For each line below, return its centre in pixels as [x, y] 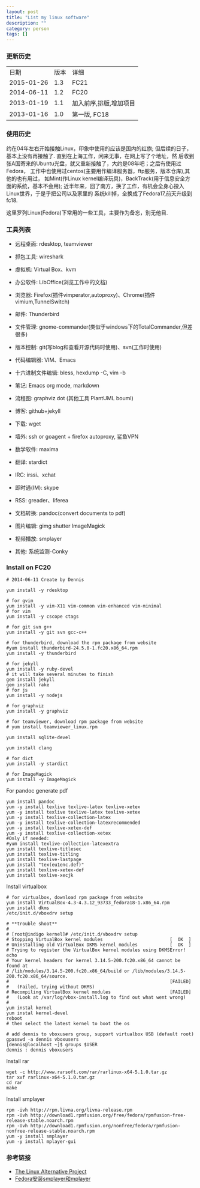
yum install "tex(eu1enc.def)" [45, 865]
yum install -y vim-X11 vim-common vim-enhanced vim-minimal [84, 606]
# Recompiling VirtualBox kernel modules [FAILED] [99, 992]
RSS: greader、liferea [42, 501]
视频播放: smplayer [38, 539]
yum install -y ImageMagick [41, 780]
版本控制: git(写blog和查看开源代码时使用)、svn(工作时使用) [88, 347]
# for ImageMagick [29, 775]
